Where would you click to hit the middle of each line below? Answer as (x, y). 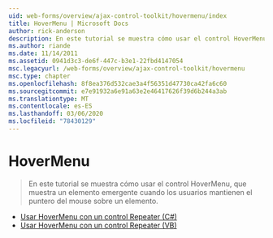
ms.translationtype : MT (49, 99)
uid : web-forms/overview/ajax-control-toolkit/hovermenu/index (118, 16)
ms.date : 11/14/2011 (43, 53)
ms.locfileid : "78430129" (52, 121)
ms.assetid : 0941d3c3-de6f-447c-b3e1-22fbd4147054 (96, 62)
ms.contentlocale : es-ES (50, 106)
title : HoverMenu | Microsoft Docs (69, 23)
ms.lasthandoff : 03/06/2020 (56, 114)
